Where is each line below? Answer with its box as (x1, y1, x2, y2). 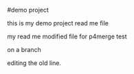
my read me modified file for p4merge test (7, 32, 127, 40)
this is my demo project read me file (7, 19, 109, 27)
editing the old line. (7, 59, 62, 67)
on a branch (7, 46, 41, 53)
